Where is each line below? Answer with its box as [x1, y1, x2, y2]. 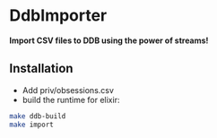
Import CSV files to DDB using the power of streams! [9, 35, 209, 46]
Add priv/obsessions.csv [22, 84, 115, 95]
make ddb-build [9, 111, 66, 121]
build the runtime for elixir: [22, 94, 120, 105]
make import [9, 120, 54, 129]
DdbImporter [9, 5, 108, 26]
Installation [9, 61, 74, 76]
